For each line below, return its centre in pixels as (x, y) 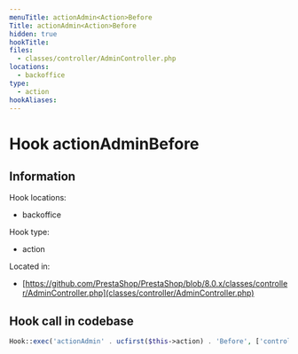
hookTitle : (29, 42)
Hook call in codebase (72, 321)
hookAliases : (33, 100)
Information (43, 176)
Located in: (30, 266)
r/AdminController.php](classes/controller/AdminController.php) (138, 293)
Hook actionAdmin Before (104, 144)
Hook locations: (38, 198)
